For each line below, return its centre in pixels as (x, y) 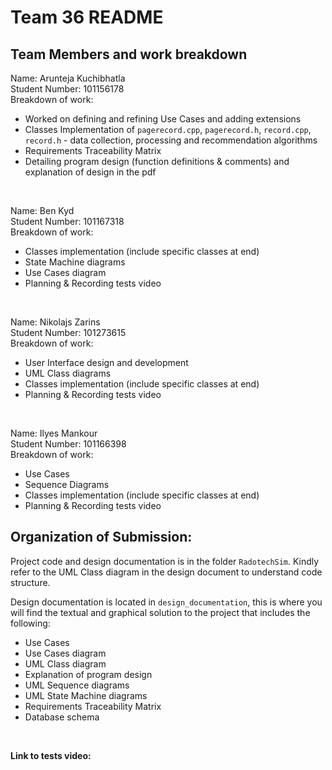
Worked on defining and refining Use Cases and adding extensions (163, 119)
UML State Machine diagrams (86, 695)
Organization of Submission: (101, 537)
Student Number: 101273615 (68, 332)
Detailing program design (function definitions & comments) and (157, 161)
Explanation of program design (88, 674)
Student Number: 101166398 (68, 444)
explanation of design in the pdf (90, 172)
